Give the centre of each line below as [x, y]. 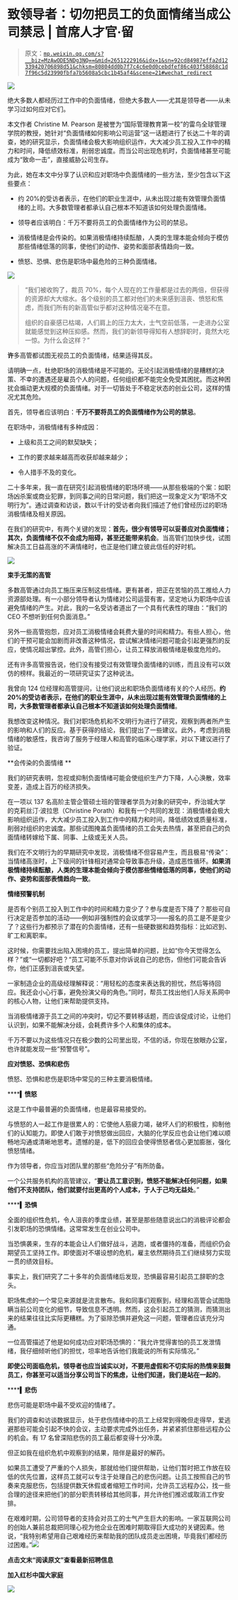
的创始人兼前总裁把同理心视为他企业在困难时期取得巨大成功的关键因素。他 [116, 1527]
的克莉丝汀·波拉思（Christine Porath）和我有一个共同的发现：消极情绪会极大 [119, 810]
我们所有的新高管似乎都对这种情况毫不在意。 [109, 307]
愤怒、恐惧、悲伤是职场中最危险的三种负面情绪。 [89, 261]
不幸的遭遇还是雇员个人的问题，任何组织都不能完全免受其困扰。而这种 [122, 379]
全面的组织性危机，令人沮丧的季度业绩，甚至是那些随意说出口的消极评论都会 [119, 1219]
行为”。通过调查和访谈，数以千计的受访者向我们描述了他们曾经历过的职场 [120, 505]
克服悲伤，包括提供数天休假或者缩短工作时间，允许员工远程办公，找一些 [125, 1485]
